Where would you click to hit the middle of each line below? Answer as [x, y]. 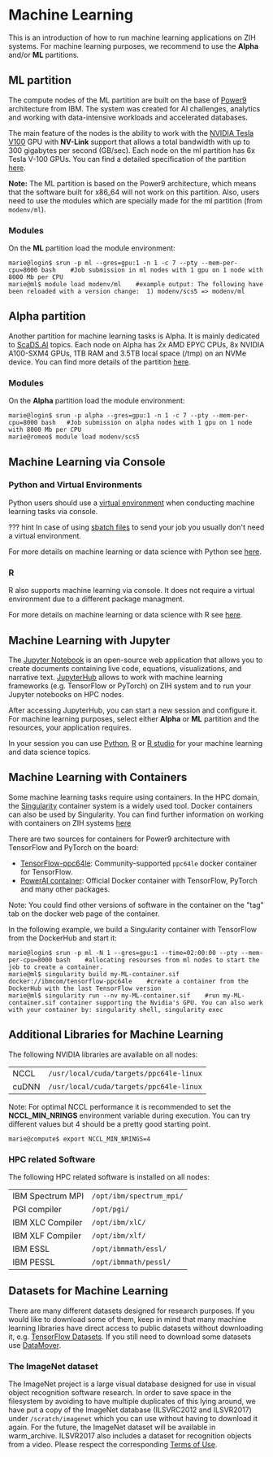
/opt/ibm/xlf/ [119, 1235]
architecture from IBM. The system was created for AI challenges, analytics [134, 108]
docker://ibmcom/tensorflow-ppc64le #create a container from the [129, 981]
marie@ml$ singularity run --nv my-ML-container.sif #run [114, 995]
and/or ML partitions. [44, 55]
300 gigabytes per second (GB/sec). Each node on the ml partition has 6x [132, 150]
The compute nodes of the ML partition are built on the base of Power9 [128, 100]
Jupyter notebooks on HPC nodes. [66, 694]
